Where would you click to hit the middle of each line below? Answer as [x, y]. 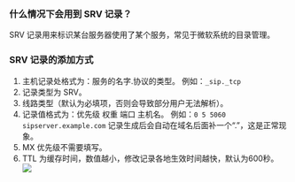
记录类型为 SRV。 [54, 92]
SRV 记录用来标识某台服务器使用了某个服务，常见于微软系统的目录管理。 [142, 35]
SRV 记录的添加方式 [51, 60]
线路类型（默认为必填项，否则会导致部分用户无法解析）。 [125, 102]
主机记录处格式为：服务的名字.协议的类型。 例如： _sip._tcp [132, 80]
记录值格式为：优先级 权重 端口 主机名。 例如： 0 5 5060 [124, 114]
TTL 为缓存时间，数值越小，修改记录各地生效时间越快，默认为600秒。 [150, 158]
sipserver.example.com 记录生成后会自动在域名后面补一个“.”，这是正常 [150, 125]
